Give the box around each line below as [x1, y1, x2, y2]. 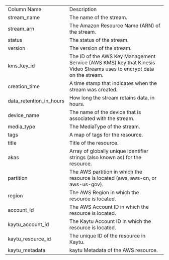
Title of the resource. [69, 140, 119, 146]
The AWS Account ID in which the [69, 203, 149, 210]
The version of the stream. [69, 45, 132, 52]
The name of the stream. [69, 14, 127, 21]
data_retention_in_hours [8, 97, 64, 104]
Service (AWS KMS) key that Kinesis [69, 59, 155, 66]
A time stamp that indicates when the [69, 80, 157, 87]
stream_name [8, 14, 40, 21]
